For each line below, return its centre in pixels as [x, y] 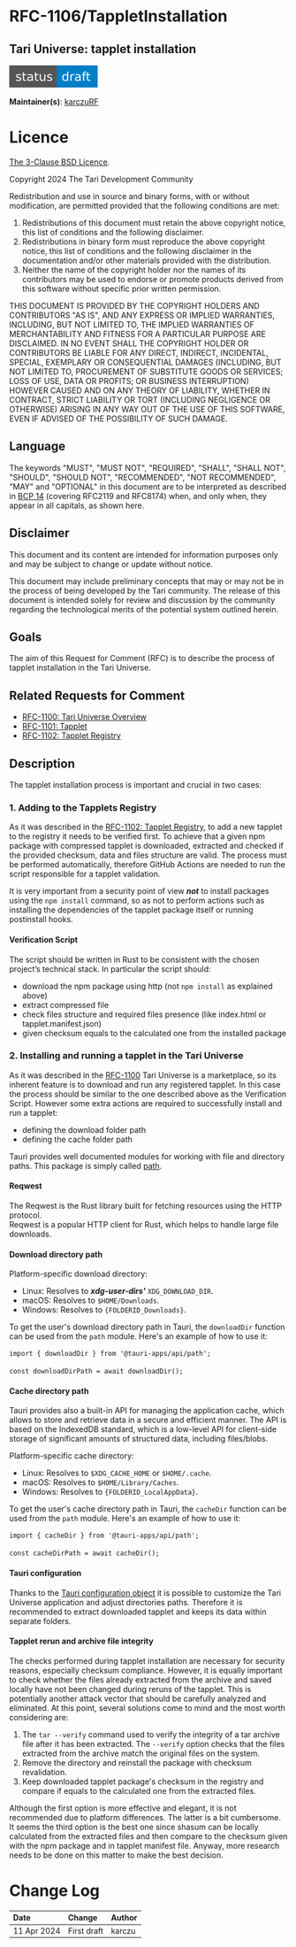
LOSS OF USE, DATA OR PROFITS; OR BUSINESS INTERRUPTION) [129, 381]
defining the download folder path [84, 1129]
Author [124, 1918]
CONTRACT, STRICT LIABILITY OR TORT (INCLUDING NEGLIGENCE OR [140, 399]
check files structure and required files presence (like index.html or [144, 1014]
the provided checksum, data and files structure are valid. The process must [148, 855]
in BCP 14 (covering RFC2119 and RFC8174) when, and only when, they [138, 496]
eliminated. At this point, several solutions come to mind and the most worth [147, 1708]
